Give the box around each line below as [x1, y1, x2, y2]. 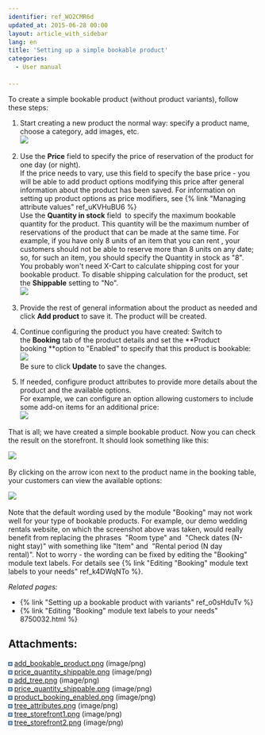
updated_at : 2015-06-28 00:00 [8, 21, 109, 29]
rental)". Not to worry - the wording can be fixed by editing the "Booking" [8, 549, 248, 559]
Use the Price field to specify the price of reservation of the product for [19, 151, 254, 161]
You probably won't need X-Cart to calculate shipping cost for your [19, 261, 240, 270]
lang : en [8, 38, 37, 46]
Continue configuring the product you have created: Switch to [19, 327, 222, 336]
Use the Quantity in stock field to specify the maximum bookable [19, 211, 236, 220]
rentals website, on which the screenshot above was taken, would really [8, 524, 244, 534]
